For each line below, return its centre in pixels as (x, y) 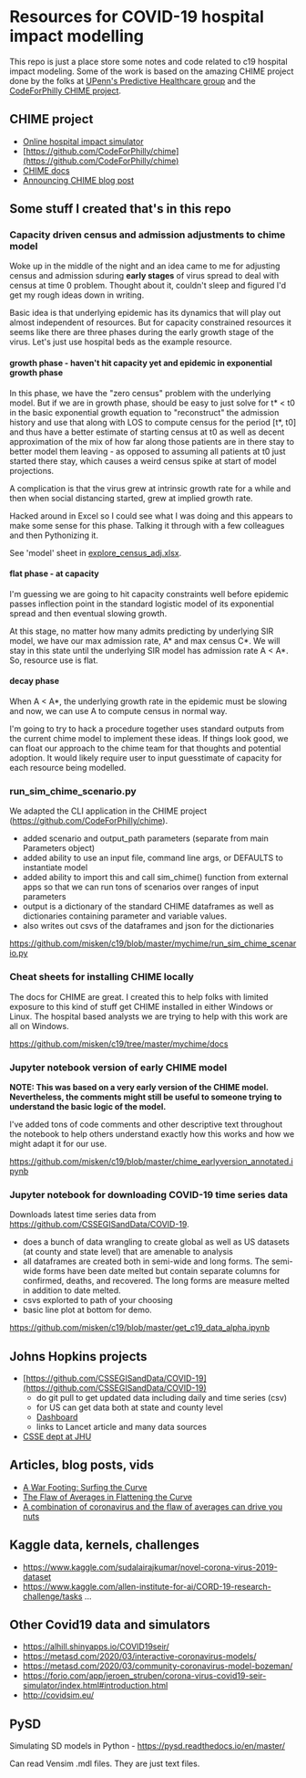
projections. (32, 470)
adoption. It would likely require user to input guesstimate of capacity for (146, 758)
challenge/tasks (52, 1596)
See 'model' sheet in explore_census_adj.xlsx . (96, 552)
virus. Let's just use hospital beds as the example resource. (121, 342)
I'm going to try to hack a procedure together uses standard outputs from (147, 729)
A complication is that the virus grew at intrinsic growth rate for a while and (150, 488)
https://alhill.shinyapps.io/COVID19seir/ (96, 1646)
